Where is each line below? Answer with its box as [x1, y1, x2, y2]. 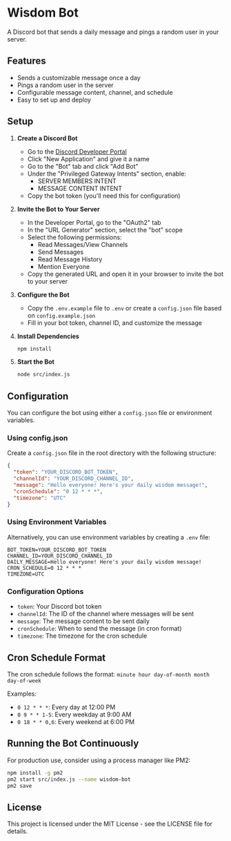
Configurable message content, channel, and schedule [17, 88, 174, 96]
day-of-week [7, 677, 41, 684]
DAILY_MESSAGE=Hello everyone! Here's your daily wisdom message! [7, 558, 202, 565]
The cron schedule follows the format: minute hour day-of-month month [7, 669, 210, 678]
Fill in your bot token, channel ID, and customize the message [27, 318, 202, 326]
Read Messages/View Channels [37, 240, 128, 248]
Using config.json [7, 434, 68, 443]
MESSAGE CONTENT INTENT [37, 184, 123, 192]
